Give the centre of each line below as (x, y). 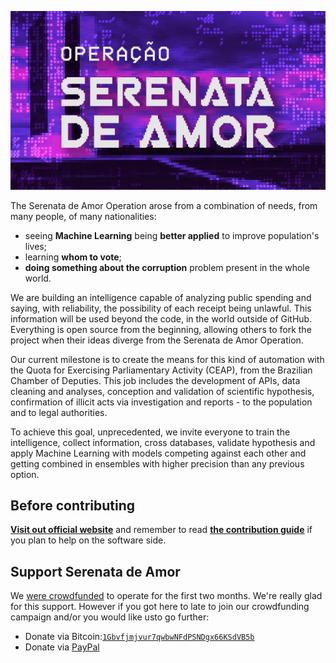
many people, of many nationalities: (83, 216)
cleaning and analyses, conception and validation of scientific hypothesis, (162, 391)
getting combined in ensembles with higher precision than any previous (157, 463)
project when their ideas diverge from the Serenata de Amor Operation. (157, 340)
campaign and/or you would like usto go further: (110, 617)
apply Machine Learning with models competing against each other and (158, 453)
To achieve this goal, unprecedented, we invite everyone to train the (150, 432)
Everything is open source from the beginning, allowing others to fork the (161, 329)
